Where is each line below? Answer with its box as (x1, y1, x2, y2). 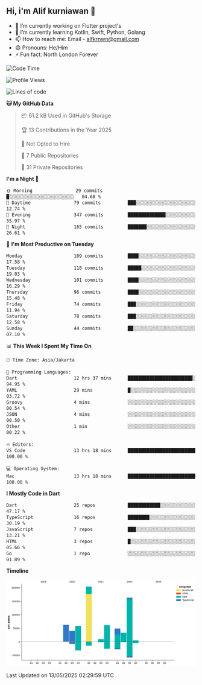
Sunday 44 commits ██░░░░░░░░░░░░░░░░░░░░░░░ (6, 325, 196, 331)
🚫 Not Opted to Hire (21, 140, 71, 147)
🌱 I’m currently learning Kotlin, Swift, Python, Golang (14, 28, 146, 36)
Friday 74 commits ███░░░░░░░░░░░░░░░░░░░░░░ (6, 301, 196, 307)
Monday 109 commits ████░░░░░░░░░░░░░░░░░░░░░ (6, 253, 196, 259)
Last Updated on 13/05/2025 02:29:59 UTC (6, 671, 115, 679)
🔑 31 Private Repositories (21, 164, 83, 171)
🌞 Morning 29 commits (6, 188, 103, 194)
